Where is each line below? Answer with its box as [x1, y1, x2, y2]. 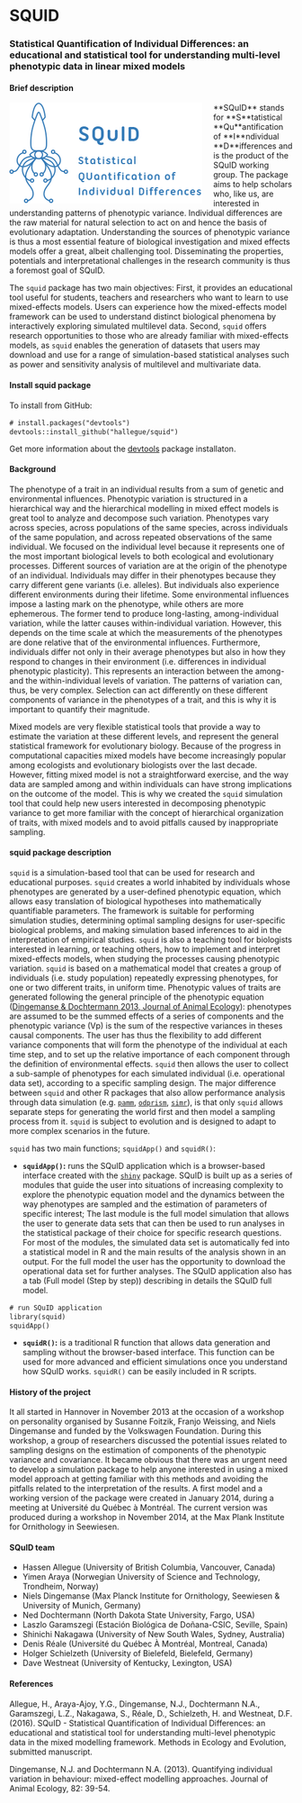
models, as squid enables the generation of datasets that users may [9, 340, 261, 351]
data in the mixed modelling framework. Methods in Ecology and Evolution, [9, 1736, 287, 1747]
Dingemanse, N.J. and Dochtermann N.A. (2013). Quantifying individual [9, 1763, 273, 1774]
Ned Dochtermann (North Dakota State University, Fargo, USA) [22, 1609, 255, 1621]
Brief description [9, 82, 74, 93]
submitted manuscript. [9, 1746, 93, 1757]
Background [9, 464, 57, 475]
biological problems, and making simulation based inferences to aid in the [9, 924, 282, 935]
